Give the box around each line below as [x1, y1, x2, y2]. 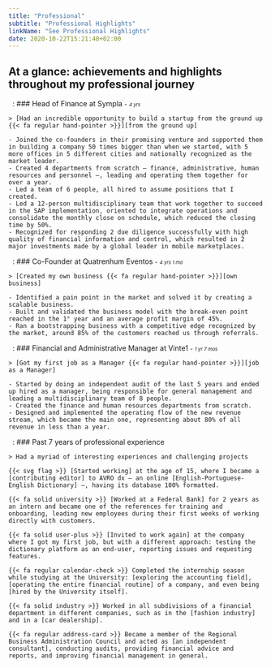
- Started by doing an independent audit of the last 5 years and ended [8, 381, 260, 389]
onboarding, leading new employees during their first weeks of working [8, 510, 260, 518]
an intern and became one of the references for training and [8, 502, 223, 511]
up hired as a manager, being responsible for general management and [8, 387, 252, 396]
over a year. [8, 179, 53, 187]
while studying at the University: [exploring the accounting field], [8, 574, 252, 582]
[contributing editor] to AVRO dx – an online [8, 474, 169, 483]
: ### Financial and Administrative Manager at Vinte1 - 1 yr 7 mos [11, 343, 218, 353]
